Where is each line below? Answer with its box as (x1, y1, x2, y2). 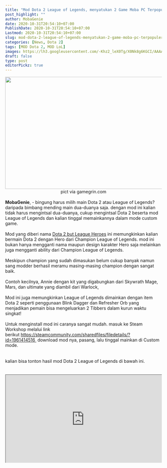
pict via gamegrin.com (60, 189, 107, 195)
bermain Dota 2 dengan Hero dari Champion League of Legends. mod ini (5, 236, 155, 242)
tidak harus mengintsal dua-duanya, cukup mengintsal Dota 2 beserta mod (5, 210, 159, 216)
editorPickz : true (5, 63, 43, 68)
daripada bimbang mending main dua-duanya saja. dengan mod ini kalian (5, 205, 156, 211)
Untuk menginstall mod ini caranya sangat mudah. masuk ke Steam (5, 321, 143, 327)
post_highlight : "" (5, 12, 46, 17)
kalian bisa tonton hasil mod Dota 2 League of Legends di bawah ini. (5, 358, 145, 364)
